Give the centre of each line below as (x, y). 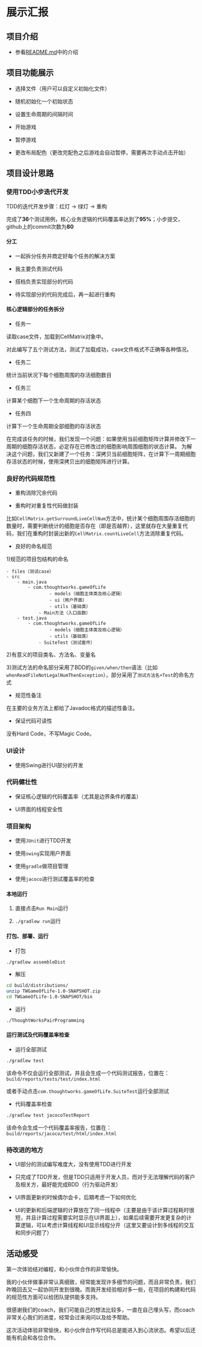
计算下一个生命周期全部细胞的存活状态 (54, 426)
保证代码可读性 (33, 721)
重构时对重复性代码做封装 (47, 506)
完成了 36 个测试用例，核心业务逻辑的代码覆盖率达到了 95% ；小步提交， (95, 219)
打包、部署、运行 (27, 936)
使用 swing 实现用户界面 (43, 853)
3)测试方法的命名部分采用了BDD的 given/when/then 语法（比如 (82, 667)
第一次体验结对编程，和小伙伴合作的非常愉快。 (64, 1269)
